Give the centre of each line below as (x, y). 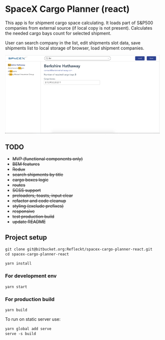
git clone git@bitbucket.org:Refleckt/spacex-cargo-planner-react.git (79, 249)
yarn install (18, 264)
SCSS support (27, 190)
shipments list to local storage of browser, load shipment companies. (75, 48)
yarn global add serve (28, 329)
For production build (30, 299)
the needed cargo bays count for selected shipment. (58, 33)
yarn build (16, 310)
